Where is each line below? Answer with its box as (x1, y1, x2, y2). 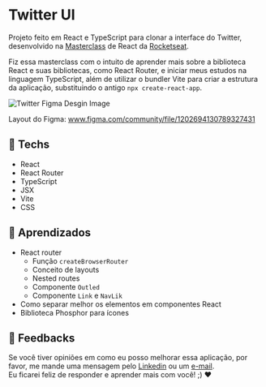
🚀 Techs (8, 138, 50, 152)
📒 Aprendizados (8, 226, 92, 240)
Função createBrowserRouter (32, 256, 129, 265)
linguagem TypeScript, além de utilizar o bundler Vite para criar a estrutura (8, 74, 258, 84)
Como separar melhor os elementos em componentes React (19, 299, 221, 309)
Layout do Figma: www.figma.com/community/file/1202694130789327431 (8, 114, 255, 123)
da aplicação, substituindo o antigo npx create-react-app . (8, 83, 203, 92)
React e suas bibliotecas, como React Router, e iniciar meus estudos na (8, 65, 247, 75)
